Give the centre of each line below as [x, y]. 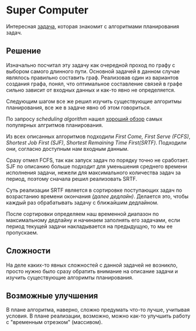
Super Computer [47, 10]
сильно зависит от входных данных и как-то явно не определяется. [91, 90]
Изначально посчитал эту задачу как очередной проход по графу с [91, 65]
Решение [24, 51]
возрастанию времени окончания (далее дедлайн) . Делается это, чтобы [97, 196]
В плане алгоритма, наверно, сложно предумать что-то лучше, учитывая [98, 310]
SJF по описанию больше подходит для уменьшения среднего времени [97, 166]
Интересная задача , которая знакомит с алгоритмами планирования [93, 26]
